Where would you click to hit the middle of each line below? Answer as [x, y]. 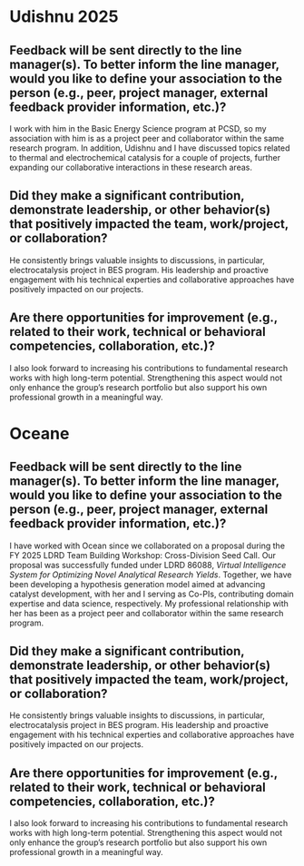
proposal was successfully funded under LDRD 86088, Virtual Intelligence [148, 565]
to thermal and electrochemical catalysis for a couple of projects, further [145, 157]
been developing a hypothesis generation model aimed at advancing [137, 584]
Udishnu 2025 [64, 17]
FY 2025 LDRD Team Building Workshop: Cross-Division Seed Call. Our [143, 555]
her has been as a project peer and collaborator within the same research [147, 613]
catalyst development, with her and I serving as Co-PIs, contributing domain [152, 594]
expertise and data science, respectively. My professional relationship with [149, 603]
